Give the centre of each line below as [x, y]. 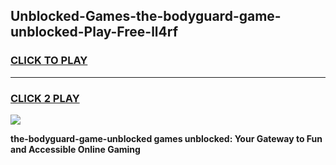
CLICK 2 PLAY [45, 98]
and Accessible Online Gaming [75, 149]
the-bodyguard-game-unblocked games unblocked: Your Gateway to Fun [166, 138]
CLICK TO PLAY [49, 61]
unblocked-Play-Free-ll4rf [94, 32]
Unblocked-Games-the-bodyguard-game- [146, 16]
